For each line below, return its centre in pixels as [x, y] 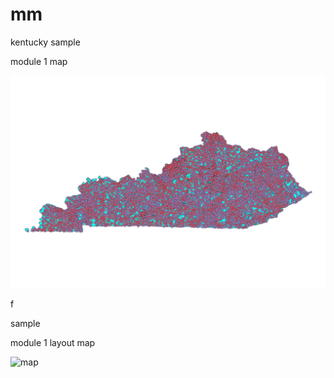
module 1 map [39, 61]
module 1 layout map [53, 342]
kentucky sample [45, 42]
